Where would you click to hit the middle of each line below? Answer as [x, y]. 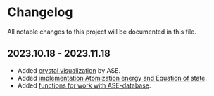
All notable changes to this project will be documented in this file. [102, 32]
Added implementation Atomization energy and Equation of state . [112, 78]
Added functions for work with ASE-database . [84, 85]
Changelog [40, 12]
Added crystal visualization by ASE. [69, 70]
